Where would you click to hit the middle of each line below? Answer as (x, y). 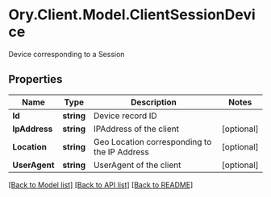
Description (154, 102)
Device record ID (125, 116)
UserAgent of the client (137, 165)
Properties (35, 79)
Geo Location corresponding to (152, 142)
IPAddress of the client (136, 129)
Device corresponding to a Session (67, 54)
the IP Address (121, 152)
